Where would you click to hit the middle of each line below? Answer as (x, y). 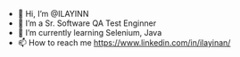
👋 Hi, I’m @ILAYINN (53, 14)
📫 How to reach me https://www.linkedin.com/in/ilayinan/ (124, 43)
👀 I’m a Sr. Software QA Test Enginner (87, 23)
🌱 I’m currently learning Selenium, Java (90, 33)
